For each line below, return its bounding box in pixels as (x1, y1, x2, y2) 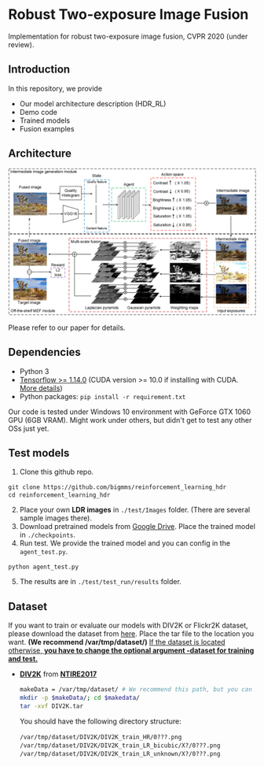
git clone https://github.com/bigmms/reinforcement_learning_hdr (8, 483, 226, 491)
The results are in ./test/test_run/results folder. (19, 577, 182, 587)
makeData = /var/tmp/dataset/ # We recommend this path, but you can (19, 686, 253, 694)
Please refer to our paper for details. (8, 323, 126, 332)
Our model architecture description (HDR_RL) (19, 98, 167, 108)
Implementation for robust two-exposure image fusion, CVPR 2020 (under (8, 31, 248, 41)
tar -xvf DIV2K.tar (19, 702, 84, 710)
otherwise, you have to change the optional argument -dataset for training (8, 646, 255, 655)
